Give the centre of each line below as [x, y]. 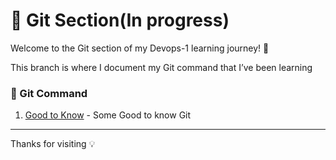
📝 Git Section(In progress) [120, 20]
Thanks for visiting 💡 [53, 144]
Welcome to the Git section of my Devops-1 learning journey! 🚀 [140, 48]
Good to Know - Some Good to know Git [108, 115]
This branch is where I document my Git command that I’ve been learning [161, 67]
